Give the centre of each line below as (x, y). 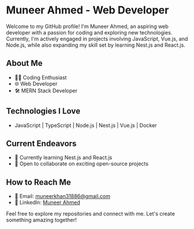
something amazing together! (41, 220)
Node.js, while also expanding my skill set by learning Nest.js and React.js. (96, 45)
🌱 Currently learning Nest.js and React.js (63, 158)
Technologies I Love (43, 111)
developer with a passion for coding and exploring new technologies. (89, 32)
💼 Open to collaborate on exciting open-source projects (82, 164)
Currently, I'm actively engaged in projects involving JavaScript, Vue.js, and (97, 39)
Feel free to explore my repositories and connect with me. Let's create (91, 214)
